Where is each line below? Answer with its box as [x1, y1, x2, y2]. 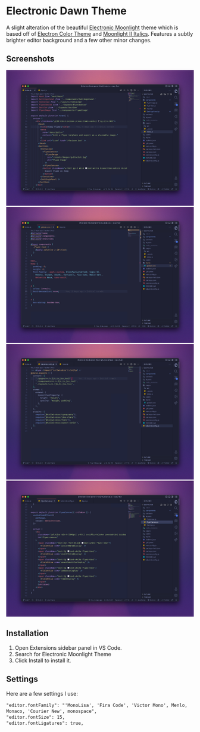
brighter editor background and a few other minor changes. [6, 36, 152, 44]
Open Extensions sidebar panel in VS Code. [14, 644, 122, 651]
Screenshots [6, 54, 55, 64]
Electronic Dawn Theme [6, 4, 127, 18]
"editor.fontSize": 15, [6, 714, 65, 720]
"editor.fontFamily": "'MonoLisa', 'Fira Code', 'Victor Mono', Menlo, [6, 702, 187, 708]
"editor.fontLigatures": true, [6, 720, 84, 726]
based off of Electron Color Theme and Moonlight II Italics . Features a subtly [6, 30, 193, 37]
